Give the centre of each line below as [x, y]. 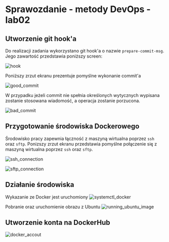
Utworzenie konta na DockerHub [58, 223]
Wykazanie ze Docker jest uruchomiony [47, 197]
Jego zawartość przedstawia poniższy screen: [54, 56]
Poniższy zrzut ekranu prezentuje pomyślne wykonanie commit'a [73, 76]
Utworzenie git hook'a [41, 39]
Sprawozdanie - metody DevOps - [78, 9]
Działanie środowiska [40, 185]
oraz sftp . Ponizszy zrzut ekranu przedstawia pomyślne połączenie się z [81, 144]
